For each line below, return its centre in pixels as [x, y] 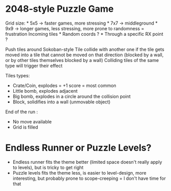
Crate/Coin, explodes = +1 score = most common [64, 86]
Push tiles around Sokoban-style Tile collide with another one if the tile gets [85, 49]
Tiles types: [18, 75]
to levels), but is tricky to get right [48, 167]
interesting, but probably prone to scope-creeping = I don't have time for [89, 178]
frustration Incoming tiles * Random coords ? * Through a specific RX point [84, 34]
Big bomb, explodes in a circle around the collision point [72, 96]
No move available [32, 121]
